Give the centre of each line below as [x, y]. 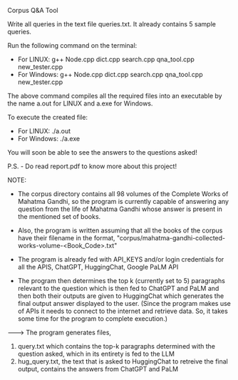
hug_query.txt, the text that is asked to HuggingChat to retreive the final [123, 361]
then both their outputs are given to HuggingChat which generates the [121, 296]
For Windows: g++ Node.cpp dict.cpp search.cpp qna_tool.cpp [110, 75]
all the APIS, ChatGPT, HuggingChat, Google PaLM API [98, 267]
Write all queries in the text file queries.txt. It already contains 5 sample [112, 24]
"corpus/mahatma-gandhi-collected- [171, 238]
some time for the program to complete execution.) [93, 319]
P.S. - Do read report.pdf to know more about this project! [92, 166]
